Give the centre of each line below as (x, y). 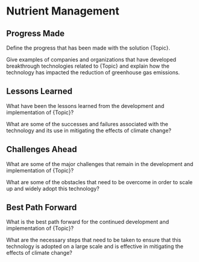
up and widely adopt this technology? (53, 188)
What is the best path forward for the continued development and (88, 222)
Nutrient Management (63, 11)
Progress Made (36, 34)
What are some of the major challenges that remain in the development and (100, 164)
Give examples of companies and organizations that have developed (91, 59)
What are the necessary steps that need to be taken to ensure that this (94, 240)
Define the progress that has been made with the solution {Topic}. (88, 48)
